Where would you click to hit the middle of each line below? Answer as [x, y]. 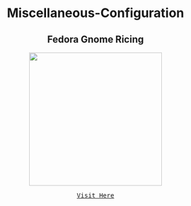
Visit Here [95, 196]
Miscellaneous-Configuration [95, 13]
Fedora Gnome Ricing [95, 39]
